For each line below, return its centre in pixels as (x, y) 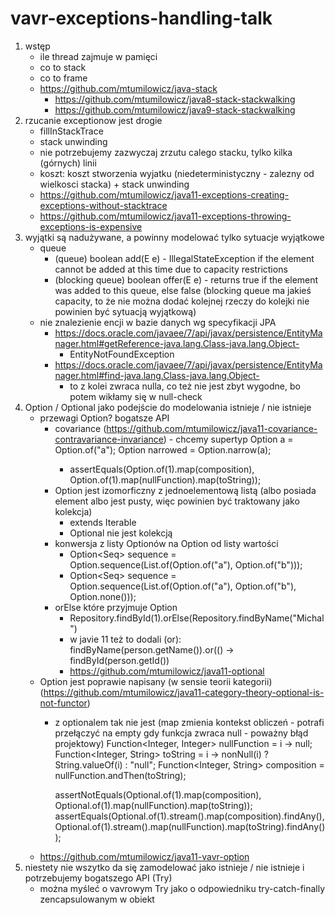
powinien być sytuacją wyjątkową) (125, 311)
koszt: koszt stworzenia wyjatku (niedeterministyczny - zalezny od (177, 173)
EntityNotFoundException (122, 354)
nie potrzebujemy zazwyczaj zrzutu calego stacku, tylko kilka (166, 152)
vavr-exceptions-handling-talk (141, 18)
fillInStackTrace (71, 131)
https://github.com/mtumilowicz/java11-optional (167, 671)
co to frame (63, 78)
